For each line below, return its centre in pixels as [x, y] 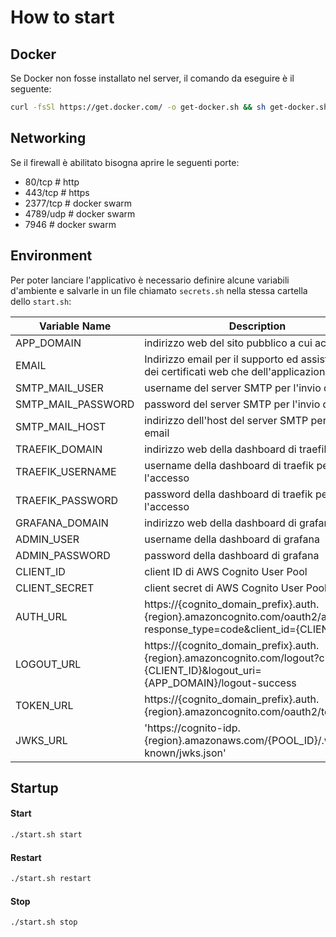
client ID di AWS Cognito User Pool [226, 571]
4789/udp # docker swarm [80, 213]
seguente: [31, 89]
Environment [51, 256]
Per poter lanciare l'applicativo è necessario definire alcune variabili [150, 280]
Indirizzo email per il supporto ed [221, 359]
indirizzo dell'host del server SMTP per [235, 420]
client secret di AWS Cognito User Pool [235, 588]
